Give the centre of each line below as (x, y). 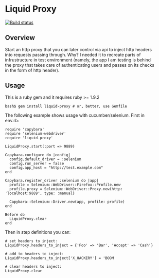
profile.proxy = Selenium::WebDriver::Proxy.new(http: (66, 189)
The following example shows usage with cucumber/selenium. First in (75, 115)
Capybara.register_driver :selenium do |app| (52, 180)
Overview (20, 38)
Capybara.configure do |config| (38, 155)
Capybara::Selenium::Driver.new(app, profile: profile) (67, 202)
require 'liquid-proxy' (29, 138)
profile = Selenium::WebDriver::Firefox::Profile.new (65, 185)
